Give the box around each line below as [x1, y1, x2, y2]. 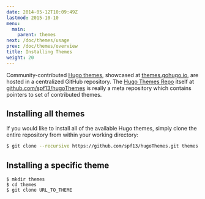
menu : [6, 20, 20, 26]
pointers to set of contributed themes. [6, 91, 102, 98]
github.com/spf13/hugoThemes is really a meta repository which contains [6, 84, 192, 92]
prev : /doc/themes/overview [6, 43, 78, 50]
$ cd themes [6, 182, 37, 188]
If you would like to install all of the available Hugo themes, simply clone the [6, 125, 197, 132]
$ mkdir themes [6, 176, 45, 182]
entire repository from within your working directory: [6, 131, 139, 138]
